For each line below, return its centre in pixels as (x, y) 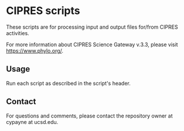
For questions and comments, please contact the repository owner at (89, 116)
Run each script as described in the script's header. (68, 83)
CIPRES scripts (43, 11)
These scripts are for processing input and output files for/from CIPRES (92, 27)
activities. (18, 33)
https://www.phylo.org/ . (35, 50)
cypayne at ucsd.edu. (32, 122)
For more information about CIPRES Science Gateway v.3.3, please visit (92, 44)
